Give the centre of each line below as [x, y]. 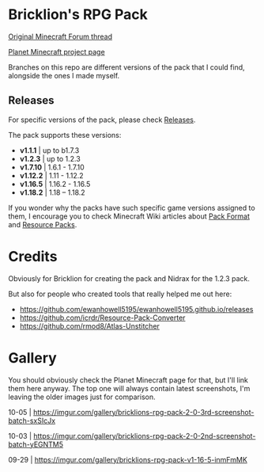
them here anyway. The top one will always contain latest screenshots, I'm [129, 388]
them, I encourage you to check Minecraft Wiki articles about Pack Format [129, 216]
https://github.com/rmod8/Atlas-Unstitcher [90, 325]
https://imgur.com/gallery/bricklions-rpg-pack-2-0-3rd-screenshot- [143, 412]
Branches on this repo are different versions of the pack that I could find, [126, 67]
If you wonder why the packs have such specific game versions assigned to [132, 207]
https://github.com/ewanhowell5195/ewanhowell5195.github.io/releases [136, 309]
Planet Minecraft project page [57, 51]
